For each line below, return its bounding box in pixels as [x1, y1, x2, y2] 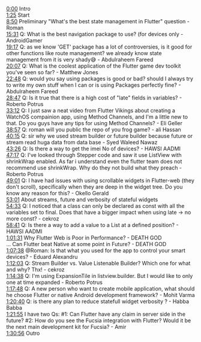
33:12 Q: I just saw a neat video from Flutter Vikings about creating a [6, 107, 176, 114]
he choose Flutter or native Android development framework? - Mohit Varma [6, 292, 195, 298]
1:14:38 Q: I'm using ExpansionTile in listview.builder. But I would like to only [6, 273, 193, 279]
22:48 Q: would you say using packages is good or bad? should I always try [6, 75, 194, 82]
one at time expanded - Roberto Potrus [6, 279, 103, 286]
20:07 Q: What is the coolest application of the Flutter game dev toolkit [6, 62, 181, 69]
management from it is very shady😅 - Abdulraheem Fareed [6, 56, 154, 63]
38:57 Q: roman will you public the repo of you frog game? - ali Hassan [6, 126, 181, 133]
